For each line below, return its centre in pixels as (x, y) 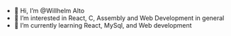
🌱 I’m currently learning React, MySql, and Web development (103, 25)
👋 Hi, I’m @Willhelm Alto (49, 11)
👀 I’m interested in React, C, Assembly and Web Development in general (119, 18)
